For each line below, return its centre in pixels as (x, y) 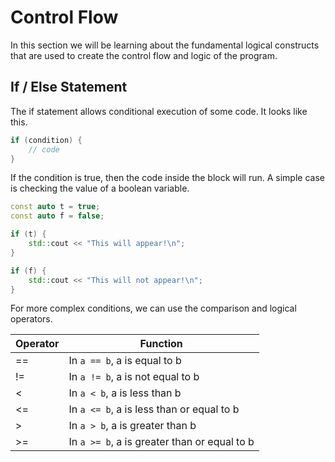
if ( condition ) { (46, 140)
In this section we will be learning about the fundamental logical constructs (165, 45)
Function (161, 344)
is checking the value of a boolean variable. (100, 188)
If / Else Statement (69, 87)
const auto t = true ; (55, 207)
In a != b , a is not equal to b (134, 377)
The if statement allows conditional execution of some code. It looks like (159, 111)
